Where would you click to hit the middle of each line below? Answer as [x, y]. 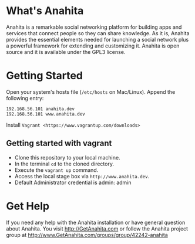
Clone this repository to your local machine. [67, 157]
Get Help [28, 206]
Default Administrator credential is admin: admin [73, 182]
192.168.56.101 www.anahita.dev [46, 114]
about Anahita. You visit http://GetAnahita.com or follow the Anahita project [97, 228]
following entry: [25, 98]
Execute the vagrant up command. [56, 170]
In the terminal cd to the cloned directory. [64, 164]
